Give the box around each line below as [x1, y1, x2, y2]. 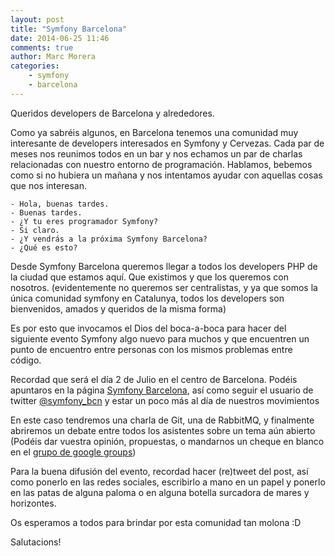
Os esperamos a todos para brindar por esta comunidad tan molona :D [10, 516, 302, 528]
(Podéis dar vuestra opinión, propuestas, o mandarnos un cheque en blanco [10, 435, 325, 447]
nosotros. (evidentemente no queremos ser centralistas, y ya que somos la [10, 281, 318, 293]
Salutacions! [10, 536, 62, 548]
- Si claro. [10, 225, 60, 235]
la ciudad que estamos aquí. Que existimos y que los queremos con [10, 271, 289, 283]
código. [10, 354, 42, 366]
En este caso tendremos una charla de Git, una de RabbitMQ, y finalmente [10, 414, 315, 426]
